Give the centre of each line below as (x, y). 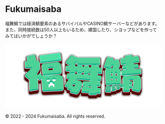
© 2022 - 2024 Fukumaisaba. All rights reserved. (55, 116)
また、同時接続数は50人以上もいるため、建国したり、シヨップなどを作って (81, 30)
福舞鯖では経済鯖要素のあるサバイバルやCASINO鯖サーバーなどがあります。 (82, 23)
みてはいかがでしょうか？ (31, 36)
